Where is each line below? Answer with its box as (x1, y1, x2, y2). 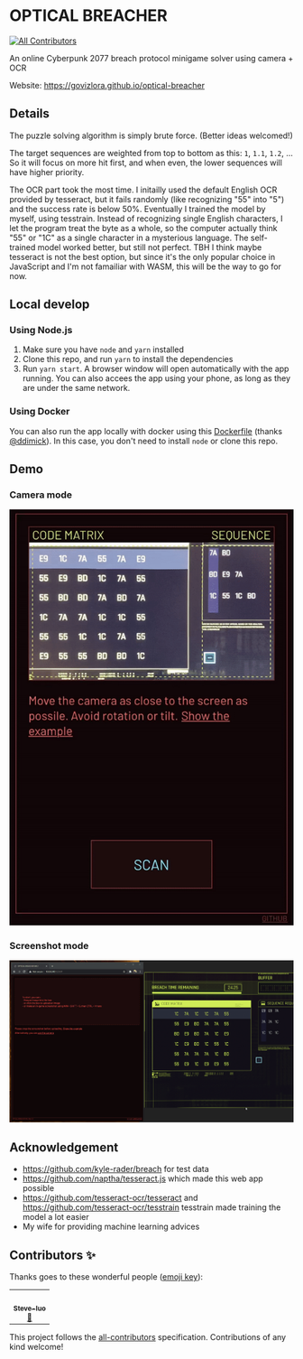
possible (22, 1183, 55, 1194)
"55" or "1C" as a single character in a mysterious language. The (9, 232, 249, 243)
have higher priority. (9, 166, 85, 177)
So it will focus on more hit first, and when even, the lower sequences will (9, 157, 282, 168)
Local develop (9, 297, 90, 312)
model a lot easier (22, 1212, 89, 1223)
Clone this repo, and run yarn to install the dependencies (22, 354, 234, 365)
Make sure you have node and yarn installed (22, 344, 185, 355)
